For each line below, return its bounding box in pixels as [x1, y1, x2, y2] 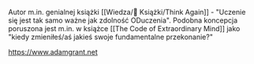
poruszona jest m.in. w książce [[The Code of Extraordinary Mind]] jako [8, 24, 241, 33]
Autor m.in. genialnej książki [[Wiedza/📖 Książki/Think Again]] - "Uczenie [8, 8, 246, 16]
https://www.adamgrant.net [8, 48, 99, 56]
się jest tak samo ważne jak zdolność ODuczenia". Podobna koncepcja [8, 16, 238, 25]
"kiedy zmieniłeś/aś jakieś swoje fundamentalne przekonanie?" [8, 32, 213, 41]
